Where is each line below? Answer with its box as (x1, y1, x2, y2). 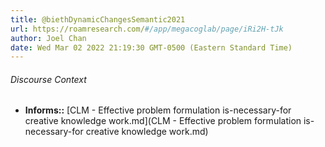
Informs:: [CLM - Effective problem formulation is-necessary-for (24, 104, 292, 116)
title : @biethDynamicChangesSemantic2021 (10, 14, 186, 25)
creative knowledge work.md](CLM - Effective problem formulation (24, 115, 302, 127)
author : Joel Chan (10, 33, 87, 43)
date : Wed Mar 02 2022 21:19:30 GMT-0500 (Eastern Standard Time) (10, 42, 293, 53)
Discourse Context (10, 73, 87, 85)
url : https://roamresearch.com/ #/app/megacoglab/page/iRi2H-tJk (10, 24, 284, 34)
